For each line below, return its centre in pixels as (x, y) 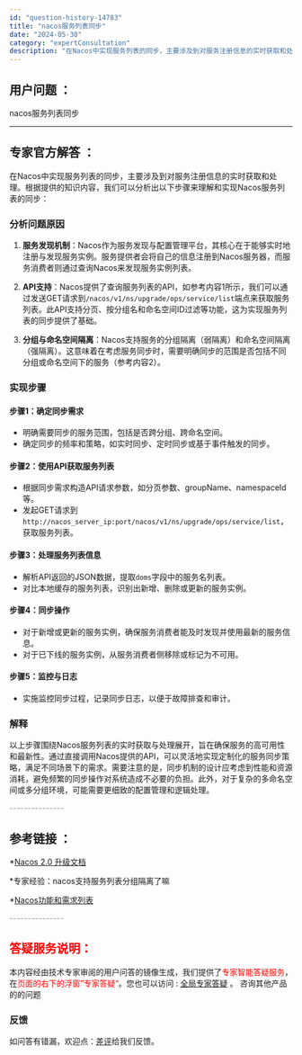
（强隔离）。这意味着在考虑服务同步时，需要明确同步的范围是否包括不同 (154, 351)
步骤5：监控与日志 (44, 676)
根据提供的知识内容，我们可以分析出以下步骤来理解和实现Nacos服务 (151, 187)
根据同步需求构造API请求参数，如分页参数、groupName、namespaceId (154, 487)
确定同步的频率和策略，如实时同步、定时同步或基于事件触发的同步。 (148, 444)
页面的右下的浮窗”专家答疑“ (68, 983)
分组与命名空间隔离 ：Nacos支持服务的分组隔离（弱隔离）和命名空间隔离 (156, 340)
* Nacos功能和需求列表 (52, 900)
